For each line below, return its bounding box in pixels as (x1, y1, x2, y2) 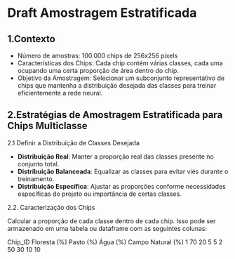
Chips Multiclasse (7, 120, 88, 132)
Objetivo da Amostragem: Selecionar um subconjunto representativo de (17, 74, 225, 82)
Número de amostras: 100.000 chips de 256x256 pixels (17, 51, 178, 60)
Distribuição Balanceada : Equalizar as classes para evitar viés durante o (17, 167, 229, 175)
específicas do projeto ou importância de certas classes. (17, 190, 182, 198)
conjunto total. (17, 159, 60, 168)
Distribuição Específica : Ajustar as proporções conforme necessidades (17, 182, 226, 190)
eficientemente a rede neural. (17, 89, 103, 97)
